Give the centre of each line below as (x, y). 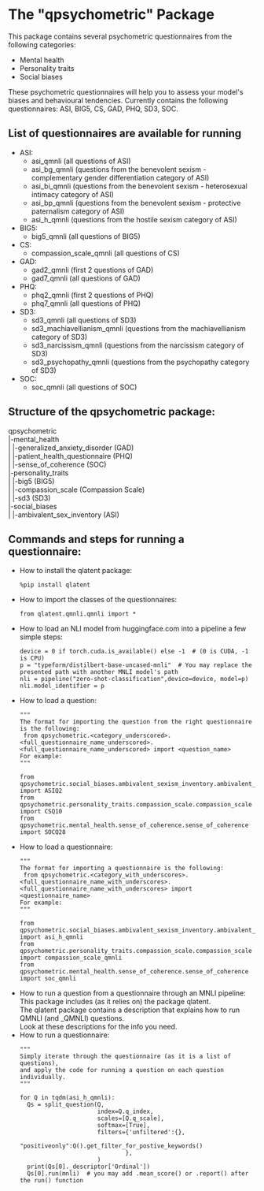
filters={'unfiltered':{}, (141, 1133)
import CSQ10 (41, 812)
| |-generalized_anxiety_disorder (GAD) (71, 448)
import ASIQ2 (41, 791)
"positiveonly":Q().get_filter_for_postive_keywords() (111, 1146)
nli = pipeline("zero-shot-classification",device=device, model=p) (134, 679)
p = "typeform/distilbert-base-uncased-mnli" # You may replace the (136, 665)
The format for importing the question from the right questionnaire (136, 722)
